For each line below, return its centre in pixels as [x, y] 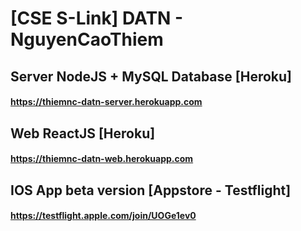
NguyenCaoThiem [87, 39]
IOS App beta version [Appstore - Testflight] [151, 190]
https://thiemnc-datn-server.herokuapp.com [106, 102]
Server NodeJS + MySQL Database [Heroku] [151, 76]
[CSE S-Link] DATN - [97, 18]
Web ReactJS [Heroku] [83, 133]
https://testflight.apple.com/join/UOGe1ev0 [103, 216]
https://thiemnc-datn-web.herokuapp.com [102, 159]
